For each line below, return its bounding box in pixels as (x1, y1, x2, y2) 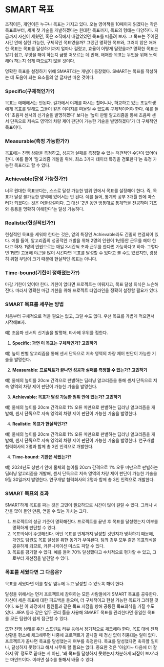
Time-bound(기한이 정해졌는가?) (5, 269, 80, 276)
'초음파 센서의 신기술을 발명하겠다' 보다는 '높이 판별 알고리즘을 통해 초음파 (10, 112, 151, 118)
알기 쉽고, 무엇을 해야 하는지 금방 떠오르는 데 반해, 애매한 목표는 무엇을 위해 (5, 51, 148, 57)
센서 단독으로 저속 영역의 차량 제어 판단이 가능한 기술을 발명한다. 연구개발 (15, 437, 155, 443)
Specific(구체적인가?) (5, 88, 55, 95)
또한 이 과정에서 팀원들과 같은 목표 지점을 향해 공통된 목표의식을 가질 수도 (15, 603, 155, 609)
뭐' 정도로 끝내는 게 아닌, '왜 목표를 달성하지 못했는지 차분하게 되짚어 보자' (14, 650, 155, 656)
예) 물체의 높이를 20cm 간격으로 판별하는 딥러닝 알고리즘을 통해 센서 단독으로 (5, 377, 152, 383)
